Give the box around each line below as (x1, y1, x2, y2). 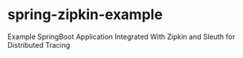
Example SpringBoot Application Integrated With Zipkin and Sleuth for (7, 32, 236, 41)
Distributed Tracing (7, 40, 71, 49)
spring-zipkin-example (7, 6, 164, 24)
